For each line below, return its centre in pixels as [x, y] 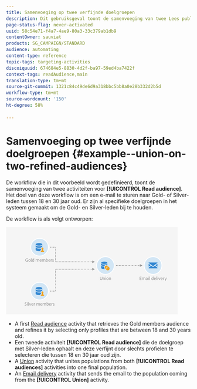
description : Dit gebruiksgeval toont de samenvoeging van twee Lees [93, 18]
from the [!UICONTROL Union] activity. [62, 380]
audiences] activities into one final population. [71, 367]
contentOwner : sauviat [34, 37]
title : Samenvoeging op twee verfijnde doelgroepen [70, 12]
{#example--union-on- [129, 153]
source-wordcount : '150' [36, 99]
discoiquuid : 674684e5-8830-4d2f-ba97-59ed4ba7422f [70, 68]
